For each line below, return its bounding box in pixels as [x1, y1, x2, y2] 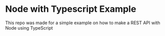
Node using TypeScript [5, 25, 53, 31]
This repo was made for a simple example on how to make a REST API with [5, 20, 160, 26]
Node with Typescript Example [5, 3, 137, 15]
